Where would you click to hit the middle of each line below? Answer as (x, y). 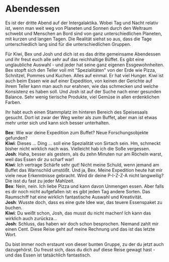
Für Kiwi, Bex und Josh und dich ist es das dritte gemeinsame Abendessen (83, 54)
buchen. (14, 207)
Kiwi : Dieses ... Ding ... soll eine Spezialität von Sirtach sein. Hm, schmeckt (83, 143)
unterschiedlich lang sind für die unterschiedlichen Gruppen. (68, 44)
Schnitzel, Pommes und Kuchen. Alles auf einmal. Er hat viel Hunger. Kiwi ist (84, 75)
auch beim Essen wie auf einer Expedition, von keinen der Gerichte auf (79, 81)
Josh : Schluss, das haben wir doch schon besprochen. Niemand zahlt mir (82, 224)
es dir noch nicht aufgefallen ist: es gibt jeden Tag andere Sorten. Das (78, 191)
